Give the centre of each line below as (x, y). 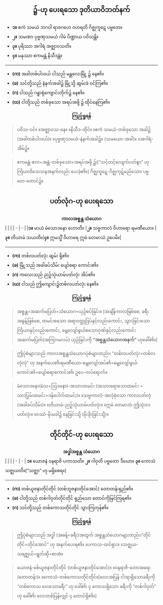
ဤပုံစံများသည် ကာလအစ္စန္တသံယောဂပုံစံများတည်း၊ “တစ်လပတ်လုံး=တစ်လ (86, 353)
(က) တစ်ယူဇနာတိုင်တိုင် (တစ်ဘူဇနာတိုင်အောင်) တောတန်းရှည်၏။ (73, 489)
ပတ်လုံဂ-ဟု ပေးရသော (81, 201)
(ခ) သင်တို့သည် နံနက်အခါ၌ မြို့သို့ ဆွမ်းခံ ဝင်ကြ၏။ (60, 83)
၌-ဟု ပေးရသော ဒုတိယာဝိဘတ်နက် (81, 10)
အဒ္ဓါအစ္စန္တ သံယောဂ (81, 452)
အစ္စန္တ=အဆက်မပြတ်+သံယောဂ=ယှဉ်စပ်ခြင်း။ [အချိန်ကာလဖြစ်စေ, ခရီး (83, 311)
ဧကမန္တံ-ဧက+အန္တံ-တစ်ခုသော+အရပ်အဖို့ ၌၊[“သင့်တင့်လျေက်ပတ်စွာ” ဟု (83, 162)
